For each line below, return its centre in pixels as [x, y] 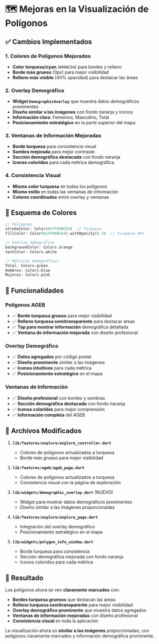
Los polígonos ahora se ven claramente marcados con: [62, 590]
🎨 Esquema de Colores [41, 213]
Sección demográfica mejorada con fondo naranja [71, 557]
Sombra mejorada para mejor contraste [53, 152]
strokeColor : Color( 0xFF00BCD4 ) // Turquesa [53, 229]
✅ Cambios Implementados [49, 42]
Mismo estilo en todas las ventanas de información [65, 192]
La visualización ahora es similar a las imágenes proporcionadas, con [77, 630]
